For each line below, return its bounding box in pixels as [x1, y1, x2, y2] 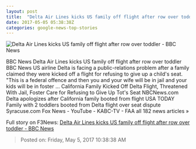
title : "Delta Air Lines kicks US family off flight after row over [6, 14, 179, 20]
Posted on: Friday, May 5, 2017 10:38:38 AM [20, 136, 127, 143]
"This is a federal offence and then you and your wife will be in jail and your [6, 77, 187, 84]
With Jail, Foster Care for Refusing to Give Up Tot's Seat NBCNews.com [6, 89, 179, 96]
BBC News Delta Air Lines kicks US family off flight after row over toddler [6, 58, 182, 65]
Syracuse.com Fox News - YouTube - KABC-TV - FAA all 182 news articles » [6, 108, 190, 115]
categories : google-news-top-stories [6, 24, 98, 31]
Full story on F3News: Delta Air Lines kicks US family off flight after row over [6, 119, 190, 126]
